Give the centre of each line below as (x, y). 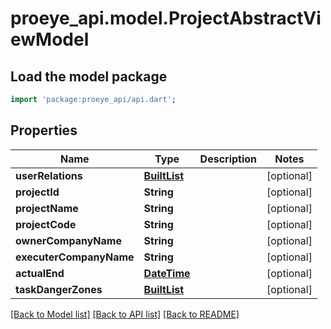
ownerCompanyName (68, 240)
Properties (44, 130)
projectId (37, 192)
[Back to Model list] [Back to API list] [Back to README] (125, 314)
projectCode (46, 224)
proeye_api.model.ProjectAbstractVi (166, 18)
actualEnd (40, 273)
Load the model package (89, 76)
